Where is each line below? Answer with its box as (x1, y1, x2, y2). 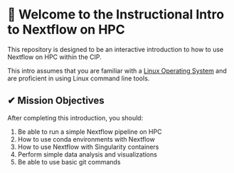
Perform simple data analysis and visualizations (17, 150, 158, 159)
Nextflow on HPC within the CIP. (7, 53, 102, 61)
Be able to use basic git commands (17, 157, 121, 166)
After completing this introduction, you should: (7, 113, 144, 122)
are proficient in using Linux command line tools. (7, 74, 150, 83)
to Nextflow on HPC (7, 21, 126, 38)
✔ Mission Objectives (7, 95, 105, 107)
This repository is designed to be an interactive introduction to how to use (7, 45, 224, 53)
